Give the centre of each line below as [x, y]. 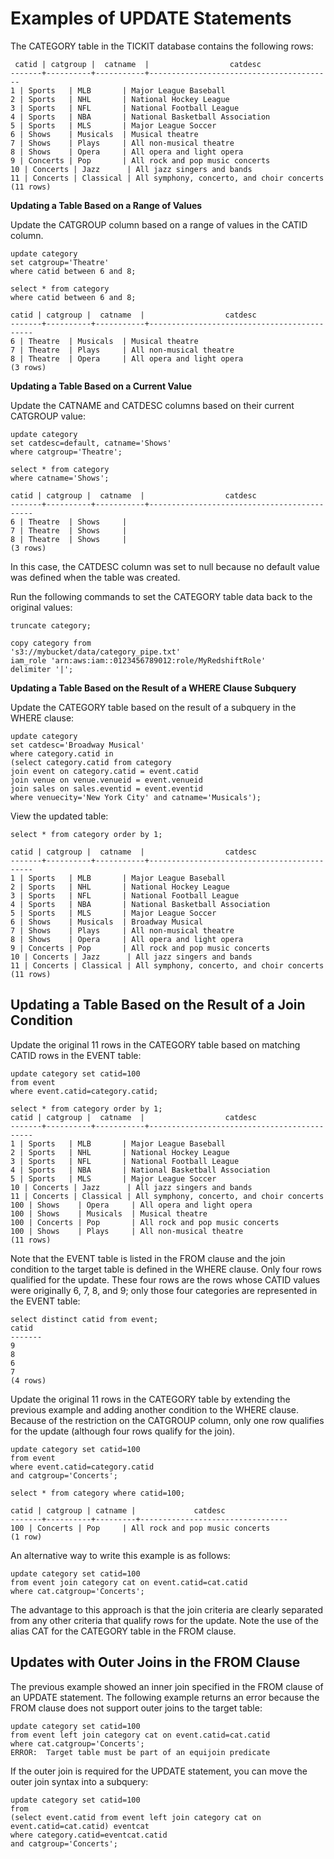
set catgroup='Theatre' [60, 262]
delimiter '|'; [42, 669]
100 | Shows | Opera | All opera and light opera [131, 1205]
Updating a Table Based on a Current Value [101, 386]
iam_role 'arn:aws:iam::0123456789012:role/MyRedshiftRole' [138, 660]
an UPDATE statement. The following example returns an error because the [165, 1697]
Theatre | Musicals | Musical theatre [113, 341]
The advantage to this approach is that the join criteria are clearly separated [167, 1609]
